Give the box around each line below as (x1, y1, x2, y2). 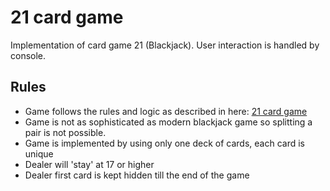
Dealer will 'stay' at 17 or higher (24, 158, 155, 170)
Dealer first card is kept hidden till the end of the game (24, 169, 250, 181)
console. (10, 49, 47, 61)
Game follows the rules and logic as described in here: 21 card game (24, 105, 308, 117)
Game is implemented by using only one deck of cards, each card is (24, 137, 305, 149)
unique (24, 147, 54, 160)
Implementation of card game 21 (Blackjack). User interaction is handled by (10, 39, 320, 51)
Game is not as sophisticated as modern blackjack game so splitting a (24, 116, 313, 128)
